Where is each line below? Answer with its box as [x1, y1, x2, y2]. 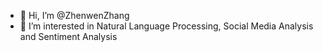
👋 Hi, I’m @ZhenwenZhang [19, 10, 130, 21]
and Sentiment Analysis [19, 31, 118, 42]
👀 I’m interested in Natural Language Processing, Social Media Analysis [19, 20, 314, 32]
